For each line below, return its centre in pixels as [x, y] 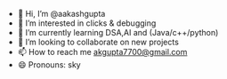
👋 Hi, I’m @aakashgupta [61, 14]
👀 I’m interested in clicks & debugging [87, 23]
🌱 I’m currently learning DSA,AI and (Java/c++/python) [118, 32]
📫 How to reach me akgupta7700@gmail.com [102, 52]
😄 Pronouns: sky [49, 65]
